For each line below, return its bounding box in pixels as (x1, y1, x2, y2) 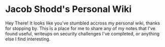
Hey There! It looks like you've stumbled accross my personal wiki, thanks (5, 20, 160, 26)
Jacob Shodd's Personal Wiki (5, 3, 132, 15)
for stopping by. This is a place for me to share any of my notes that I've (5, 25, 156, 31)
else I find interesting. (5, 36, 51, 42)
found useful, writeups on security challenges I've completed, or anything (5, 30, 160, 36)
